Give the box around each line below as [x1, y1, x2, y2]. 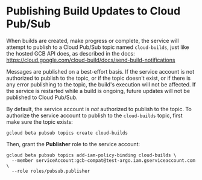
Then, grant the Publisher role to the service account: [6, 140, 140, 147]
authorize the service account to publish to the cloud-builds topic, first [6, 112, 183, 119]
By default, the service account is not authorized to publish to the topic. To [6, 105, 192, 112]
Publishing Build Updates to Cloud [6, 4, 181, 18]
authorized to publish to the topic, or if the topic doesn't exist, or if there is [6, 74, 191, 82]
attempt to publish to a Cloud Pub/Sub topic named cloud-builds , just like [6, 43, 189, 51]
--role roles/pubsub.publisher [11, 168, 90, 174]
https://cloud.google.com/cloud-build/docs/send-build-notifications [6, 56, 175, 63]
